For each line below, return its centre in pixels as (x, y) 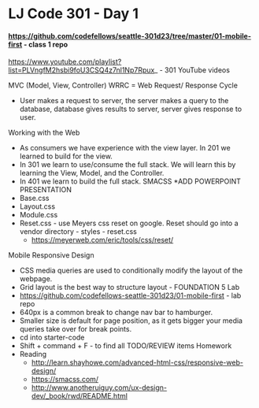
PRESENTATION (46, 190)
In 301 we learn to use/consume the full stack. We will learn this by (128, 165)
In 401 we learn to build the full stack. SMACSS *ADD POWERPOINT (130, 181)
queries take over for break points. (76, 329)
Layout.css (37, 206)
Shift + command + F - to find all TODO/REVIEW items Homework (126, 346)
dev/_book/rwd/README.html (80, 396)
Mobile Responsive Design (51, 255)
